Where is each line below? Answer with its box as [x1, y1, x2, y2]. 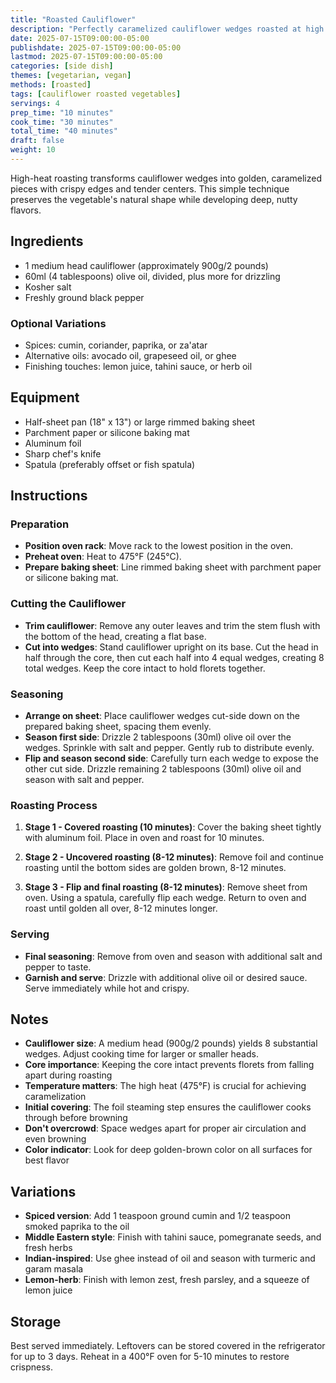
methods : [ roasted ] [10, 80, 92, 90]
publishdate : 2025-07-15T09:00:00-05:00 [10, 42, 182, 53]
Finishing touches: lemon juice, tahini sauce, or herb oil [24, 360, 253, 372]
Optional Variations [10, 316, 107, 330]
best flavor [24, 1154, 70, 1166]
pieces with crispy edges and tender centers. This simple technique [10, 182, 290, 195]
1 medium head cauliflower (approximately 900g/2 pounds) [24, 259, 269, 271]
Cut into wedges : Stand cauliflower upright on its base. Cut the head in [24, 641, 319, 653]
